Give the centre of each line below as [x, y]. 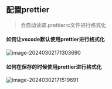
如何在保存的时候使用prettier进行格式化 [54, 67]
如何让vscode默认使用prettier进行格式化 [55, 40]
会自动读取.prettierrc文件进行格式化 [63, 25]
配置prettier [28, 10]
